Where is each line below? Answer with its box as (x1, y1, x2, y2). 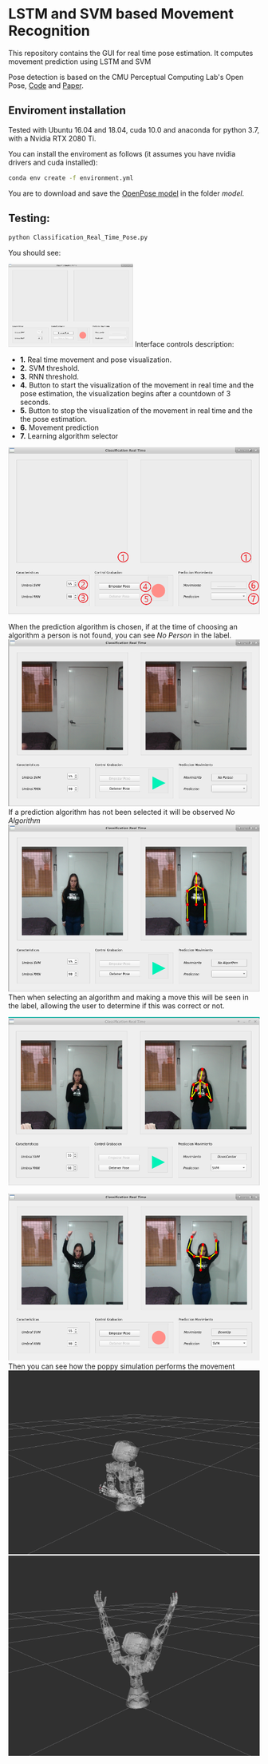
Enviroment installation (8, 104, 126, 117)
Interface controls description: (134, 339, 235, 348)
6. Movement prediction (19, 423, 100, 432)
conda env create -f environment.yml (8, 173, 134, 182)
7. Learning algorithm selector (19, 431, 119, 440)
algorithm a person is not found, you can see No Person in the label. (8, 630, 232, 640)
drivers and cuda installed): (8, 157, 98, 167)
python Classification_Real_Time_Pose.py (8, 233, 148, 242)
